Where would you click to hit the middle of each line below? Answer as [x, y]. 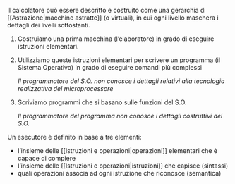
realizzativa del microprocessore [65, 88]
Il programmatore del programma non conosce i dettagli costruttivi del [120, 116]
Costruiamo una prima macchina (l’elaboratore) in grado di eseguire [116, 39]
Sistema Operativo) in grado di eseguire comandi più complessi [110, 67]
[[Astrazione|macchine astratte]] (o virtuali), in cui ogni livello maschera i [113, 18]
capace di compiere [47, 158]
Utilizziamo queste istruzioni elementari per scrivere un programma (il [119, 60]
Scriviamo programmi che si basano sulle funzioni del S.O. [102, 102]
